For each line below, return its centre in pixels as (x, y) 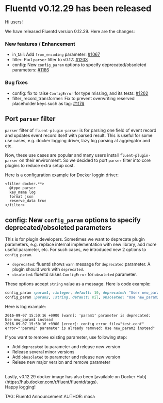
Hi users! (14, 22)
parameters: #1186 (31, 70)
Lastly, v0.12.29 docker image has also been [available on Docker (70, 376)
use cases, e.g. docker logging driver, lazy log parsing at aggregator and (78, 141)
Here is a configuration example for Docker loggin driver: (62, 175)
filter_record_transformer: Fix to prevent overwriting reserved (73, 98)
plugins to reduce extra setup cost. (40, 166)
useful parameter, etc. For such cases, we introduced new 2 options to (76, 250)
